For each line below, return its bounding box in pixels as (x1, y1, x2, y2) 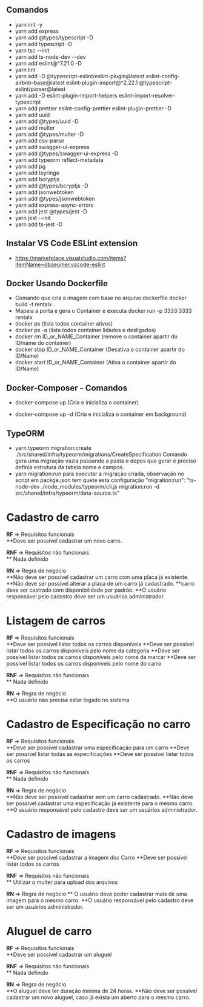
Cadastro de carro (6, 510, 99, 524)
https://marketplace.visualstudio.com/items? (15, 254, 127, 261)
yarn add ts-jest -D (15, 221, 63, 228)
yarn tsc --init (15, 47, 50, 54)
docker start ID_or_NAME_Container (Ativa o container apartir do (15, 359, 176, 366)
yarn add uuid (15, 111, 50, 118)
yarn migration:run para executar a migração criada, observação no (15, 470, 185, 478)
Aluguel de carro (6, 925, 92, 938)
